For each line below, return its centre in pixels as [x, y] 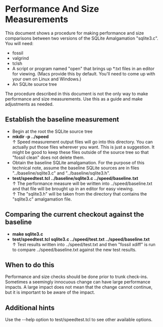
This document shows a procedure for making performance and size [74, 33]
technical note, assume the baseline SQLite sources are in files [76, 168]
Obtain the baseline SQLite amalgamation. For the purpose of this [78, 162]
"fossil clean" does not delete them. [48, 157]
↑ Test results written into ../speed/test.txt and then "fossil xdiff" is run [84, 244]
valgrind [21, 58]
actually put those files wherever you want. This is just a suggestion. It [83, 147]
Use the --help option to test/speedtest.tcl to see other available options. [79, 320]
